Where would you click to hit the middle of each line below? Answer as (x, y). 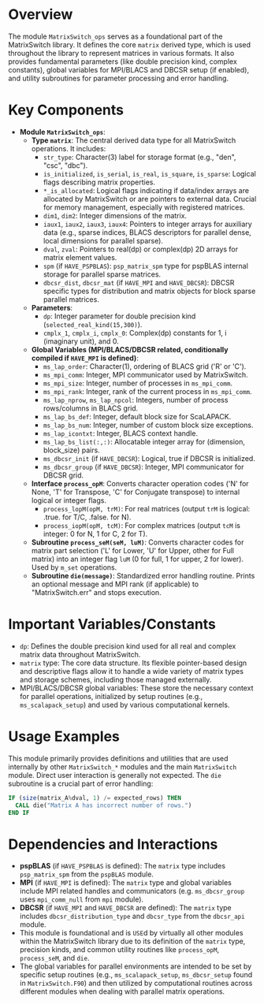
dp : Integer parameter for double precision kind (119, 316)
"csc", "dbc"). (65, 165)
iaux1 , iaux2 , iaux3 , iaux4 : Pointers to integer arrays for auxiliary (147, 224)
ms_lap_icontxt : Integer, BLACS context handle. (121, 433)
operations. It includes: (69, 148)
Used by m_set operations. (74, 567)
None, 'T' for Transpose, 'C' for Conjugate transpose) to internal (136, 492)
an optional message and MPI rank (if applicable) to (115, 584)
